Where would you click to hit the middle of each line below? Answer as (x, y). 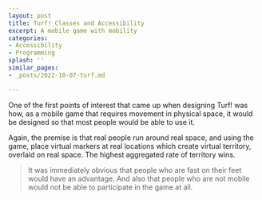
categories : (28, 38)
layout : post (30, 16)
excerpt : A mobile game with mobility (73, 30)
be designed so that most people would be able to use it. (102, 122)
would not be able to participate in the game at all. (110, 187)
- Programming (32, 53)
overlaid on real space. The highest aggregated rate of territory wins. (122, 154)
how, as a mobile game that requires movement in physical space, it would (131, 114)
